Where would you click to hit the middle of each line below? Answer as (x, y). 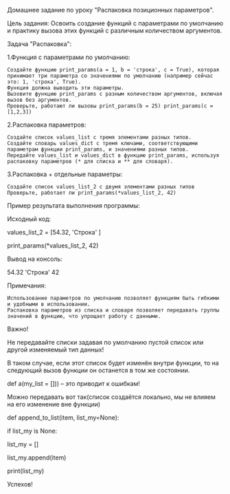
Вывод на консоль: (35, 259)
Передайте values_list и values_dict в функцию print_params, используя (113, 155)
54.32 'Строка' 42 (33, 272)
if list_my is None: (32, 431)
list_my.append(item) (37, 458)
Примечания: (27, 286)
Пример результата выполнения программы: (74, 205)
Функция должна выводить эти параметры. (66, 88)
